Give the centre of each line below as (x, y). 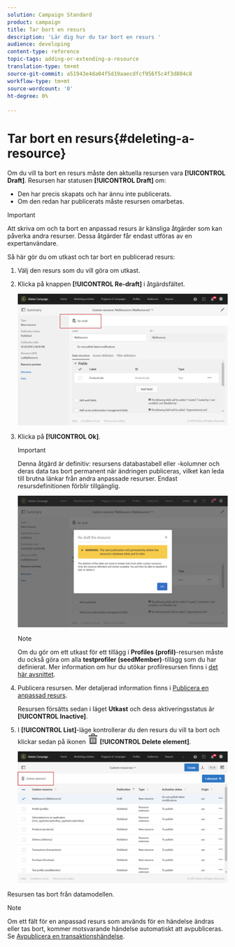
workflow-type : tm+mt (39, 81)
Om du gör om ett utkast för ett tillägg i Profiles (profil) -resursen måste (120, 652)
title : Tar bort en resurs (47, 29)
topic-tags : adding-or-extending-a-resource (73, 59)
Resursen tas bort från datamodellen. (61, 895)
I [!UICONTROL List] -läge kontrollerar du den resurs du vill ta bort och (119, 730)
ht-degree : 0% (28, 96)
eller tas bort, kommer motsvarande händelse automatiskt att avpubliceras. (115, 929)
